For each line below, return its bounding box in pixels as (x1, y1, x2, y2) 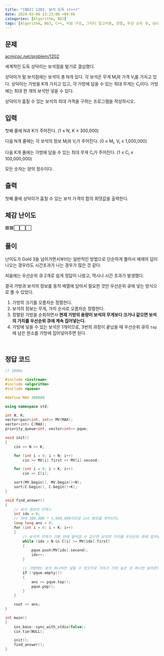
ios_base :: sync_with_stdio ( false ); (14, 624, 86, 629)
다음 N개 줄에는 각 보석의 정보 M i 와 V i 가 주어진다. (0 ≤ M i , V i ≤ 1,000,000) (5, 138, 147, 145)
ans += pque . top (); (31, 579, 71, 585)
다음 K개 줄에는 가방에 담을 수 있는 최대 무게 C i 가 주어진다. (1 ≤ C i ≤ (5, 150, 134, 157)
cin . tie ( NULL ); (14, 629, 45, 634)
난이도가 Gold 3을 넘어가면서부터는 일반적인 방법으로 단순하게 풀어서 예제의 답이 (5, 256, 158, 262)
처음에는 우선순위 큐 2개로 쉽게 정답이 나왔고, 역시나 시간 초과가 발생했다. (5, 272, 144, 278)
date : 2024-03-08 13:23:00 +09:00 (5, 12, 76, 17)
